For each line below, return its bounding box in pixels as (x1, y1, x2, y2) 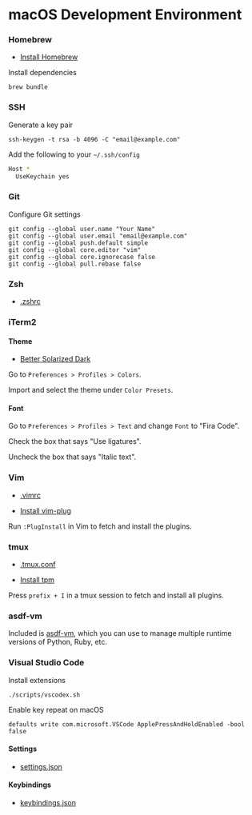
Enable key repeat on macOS (8, 705, 104, 714)
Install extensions (8, 675, 66, 685)
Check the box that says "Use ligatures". (8, 437, 142, 446)
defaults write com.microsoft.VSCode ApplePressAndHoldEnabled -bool (8, 720, 246, 729)
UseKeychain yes (15, 172, 70, 181)
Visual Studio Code (8, 657, 85, 669)
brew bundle (8, 83, 48, 91)
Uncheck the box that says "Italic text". (8, 452, 137, 461)
